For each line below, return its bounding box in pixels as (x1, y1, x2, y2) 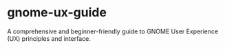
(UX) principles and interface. (7, 34, 92, 42)
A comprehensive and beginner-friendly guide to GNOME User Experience (7, 27, 219, 35)
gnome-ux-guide (7, 5, 107, 20)
